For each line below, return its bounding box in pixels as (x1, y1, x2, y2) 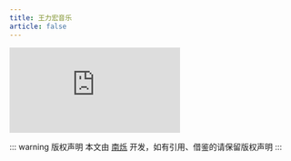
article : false (9, 22, 67, 31)
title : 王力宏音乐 (9, 13, 73, 23)
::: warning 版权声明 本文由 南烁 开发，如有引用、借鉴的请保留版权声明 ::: (9, 141, 283, 152)
